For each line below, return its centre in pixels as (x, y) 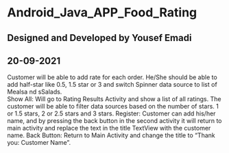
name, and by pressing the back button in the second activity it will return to (114, 121)
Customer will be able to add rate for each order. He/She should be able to (112, 77)
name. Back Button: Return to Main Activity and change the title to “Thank (111, 135)
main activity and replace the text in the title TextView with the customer (109, 128)
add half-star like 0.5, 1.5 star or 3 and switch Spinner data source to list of (112, 85)
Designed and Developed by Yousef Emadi (99, 38)
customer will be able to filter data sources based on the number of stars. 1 (113, 107)
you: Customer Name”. (39, 143)
